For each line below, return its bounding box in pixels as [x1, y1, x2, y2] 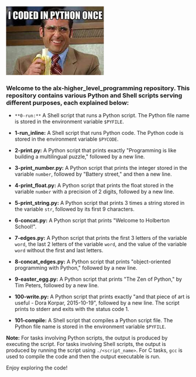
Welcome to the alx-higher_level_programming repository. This [6, 84, 190, 92]
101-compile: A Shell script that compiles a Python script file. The [14, 317, 173, 324]
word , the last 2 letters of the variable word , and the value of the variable [14, 240, 187, 248]
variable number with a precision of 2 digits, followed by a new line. [14, 188, 174, 196]
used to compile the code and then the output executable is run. [6, 353, 161, 360]
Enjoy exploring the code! [6, 364, 68, 371]
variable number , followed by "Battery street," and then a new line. [14, 170, 172, 178]
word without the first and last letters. [14, 247, 104, 254]
